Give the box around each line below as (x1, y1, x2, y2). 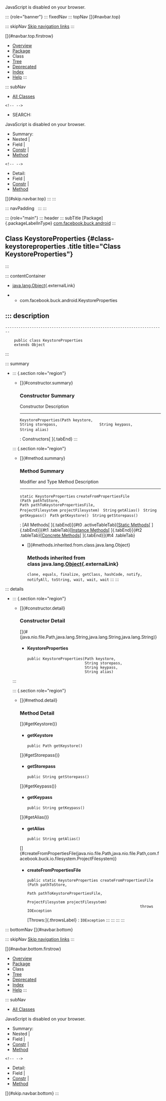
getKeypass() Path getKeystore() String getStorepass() (19, 513, 138, 518)
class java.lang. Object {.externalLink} (27, 560, 119, 567)
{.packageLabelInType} (5, 220, 53, 226)
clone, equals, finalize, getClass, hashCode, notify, (27, 572, 142, 577)
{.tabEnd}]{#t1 (19, 527, 49, 533)
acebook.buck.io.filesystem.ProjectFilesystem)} (19, 856, 117, 862)
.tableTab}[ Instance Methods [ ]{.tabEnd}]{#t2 (49, 527, 142, 533)
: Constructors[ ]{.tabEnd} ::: (19, 436, 78, 442)
